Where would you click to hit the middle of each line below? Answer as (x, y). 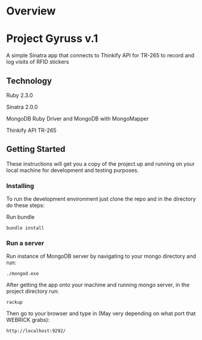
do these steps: (26, 206)
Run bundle (21, 217)
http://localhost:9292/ (36, 331)
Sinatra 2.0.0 (22, 107)
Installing (20, 186)
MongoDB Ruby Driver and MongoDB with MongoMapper (77, 118)
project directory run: (33, 291)
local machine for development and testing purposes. (73, 170)
